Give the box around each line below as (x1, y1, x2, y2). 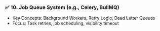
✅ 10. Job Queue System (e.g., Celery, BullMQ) (5, 4, 120, 11)
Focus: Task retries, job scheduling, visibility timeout (12, 20, 120, 26)
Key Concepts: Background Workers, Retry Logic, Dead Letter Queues (12, 15, 156, 21)
